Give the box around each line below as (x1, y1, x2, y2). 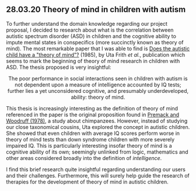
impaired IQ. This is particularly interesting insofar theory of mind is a (6, 142, 172, 149)
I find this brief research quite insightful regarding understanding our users (6, 166, 185, 173)
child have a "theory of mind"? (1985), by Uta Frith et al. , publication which (6, 51, 185, 58)
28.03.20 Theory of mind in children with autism (6, 5, 186, 15)
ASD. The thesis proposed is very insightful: (6, 64, 111, 71)
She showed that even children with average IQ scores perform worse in (6, 130, 180, 137)
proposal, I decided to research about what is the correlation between (6, 26, 174, 33)
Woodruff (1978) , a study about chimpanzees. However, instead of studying (6, 117, 188, 124)
